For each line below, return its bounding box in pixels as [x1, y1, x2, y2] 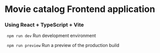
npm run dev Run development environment [6, 32, 96, 38]
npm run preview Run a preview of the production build [6, 42, 119, 48]
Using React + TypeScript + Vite [4, 21, 84, 28]
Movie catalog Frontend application [4, 3, 155, 15]
